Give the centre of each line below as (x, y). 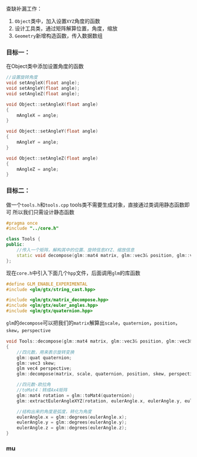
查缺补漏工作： (24, 9)
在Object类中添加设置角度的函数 (45, 66)
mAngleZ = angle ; (38, 169)
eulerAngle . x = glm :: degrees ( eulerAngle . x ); (72, 417)
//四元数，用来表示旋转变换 (45, 352)
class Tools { (23, 239)
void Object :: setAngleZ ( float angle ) (52, 158)
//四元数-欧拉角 (34, 385)
